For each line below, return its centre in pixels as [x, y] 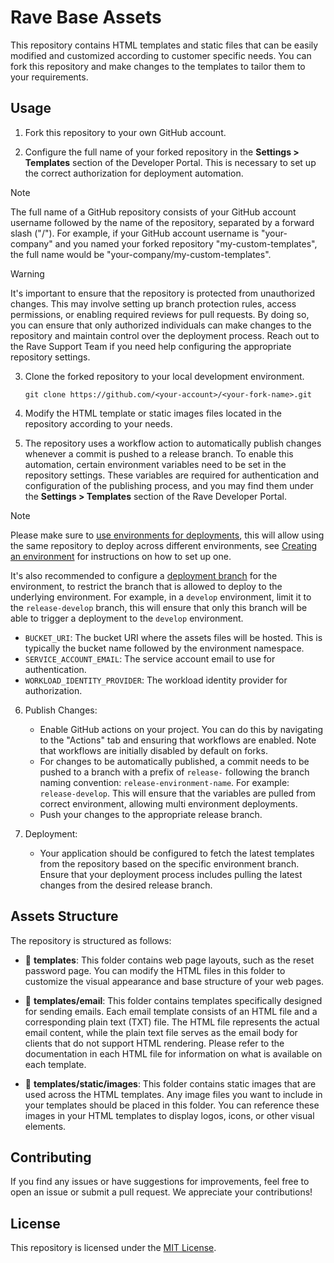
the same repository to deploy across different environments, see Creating [164, 545]
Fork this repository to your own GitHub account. [125, 132]
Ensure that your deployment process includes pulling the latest [171, 874]
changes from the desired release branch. [126, 885]
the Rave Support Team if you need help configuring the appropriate [151, 346]
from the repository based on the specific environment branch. [169, 863]
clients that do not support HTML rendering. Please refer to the [154, 1043]
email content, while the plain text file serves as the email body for [161, 1032]
